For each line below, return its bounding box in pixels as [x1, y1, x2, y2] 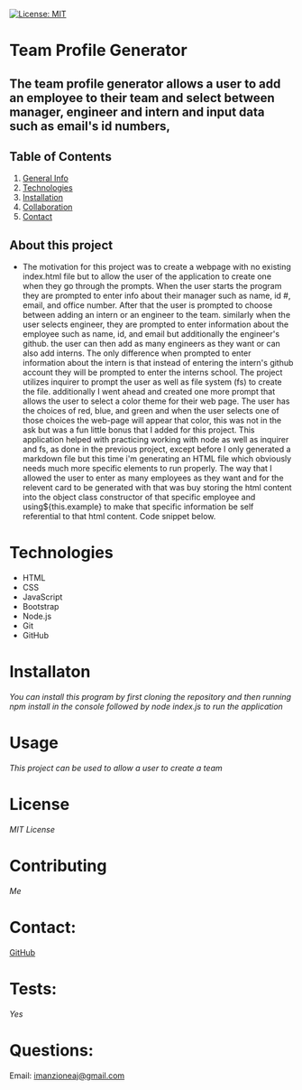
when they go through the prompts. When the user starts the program [22, 281, 282, 292]
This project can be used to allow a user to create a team [9, 763, 223, 774]
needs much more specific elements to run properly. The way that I [22, 463, 272, 474]
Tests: [9, 979, 57, 1000]
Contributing [9, 856, 107, 876]
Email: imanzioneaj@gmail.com [9, 1070, 125, 1081]
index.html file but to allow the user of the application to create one [22, 271, 272, 282]
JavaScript [22, 592, 63, 602]
